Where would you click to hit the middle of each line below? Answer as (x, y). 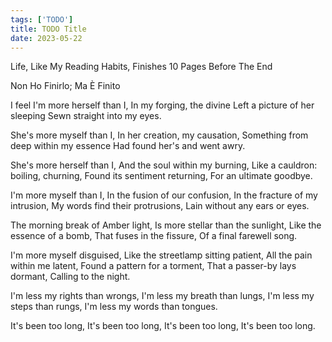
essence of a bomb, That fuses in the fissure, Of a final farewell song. (154, 236)
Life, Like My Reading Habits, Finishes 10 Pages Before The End (141, 67)
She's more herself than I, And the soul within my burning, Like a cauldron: (164, 165)
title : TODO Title (48, 29)
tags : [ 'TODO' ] (42, 19)
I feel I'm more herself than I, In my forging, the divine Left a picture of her (162, 105)
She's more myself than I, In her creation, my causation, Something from (159, 135)
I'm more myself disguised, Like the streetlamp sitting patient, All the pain (161, 255)
